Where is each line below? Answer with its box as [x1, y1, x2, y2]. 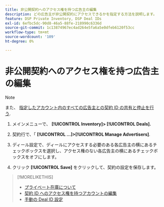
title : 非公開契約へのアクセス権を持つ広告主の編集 [5, 7, 97, 12]
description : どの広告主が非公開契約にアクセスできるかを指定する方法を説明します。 [5, 12, 157, 17]
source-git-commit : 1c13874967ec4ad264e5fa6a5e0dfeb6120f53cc [5, 25, 135, 30]
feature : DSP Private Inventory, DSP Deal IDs [5, 16, 102, 21]
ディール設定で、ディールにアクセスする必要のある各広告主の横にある [12, 142, 153, 147]
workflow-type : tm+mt [5, 30, 49, 35]
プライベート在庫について [24, 184, 76, 190]
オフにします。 [29, 154, 59, 160]
